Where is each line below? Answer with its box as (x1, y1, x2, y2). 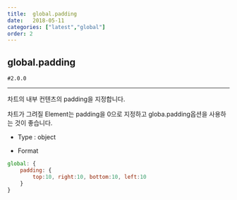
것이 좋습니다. (14, 119, 53, 127)
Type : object (17, 133, 56, 141)
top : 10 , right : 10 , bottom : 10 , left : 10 (32, 173, 147, 180)
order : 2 (7, 30, 33, 37)
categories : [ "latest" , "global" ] (7, 23, 106, 30)
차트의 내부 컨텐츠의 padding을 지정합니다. (7, 95, 126, 103)
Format (17, 146, 39, 155)
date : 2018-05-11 (7, 17, 65, 24)
